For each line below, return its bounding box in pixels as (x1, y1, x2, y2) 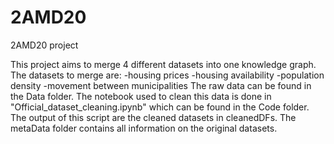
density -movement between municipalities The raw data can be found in (10, 79, 312, 91)
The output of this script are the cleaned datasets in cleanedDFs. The (10, 111, 297, 123)
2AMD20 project (10, 39, 79, 51)
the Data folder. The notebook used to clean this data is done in (10, 90, 272, 102)
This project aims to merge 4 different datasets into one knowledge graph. (10, 58, 317, 70)
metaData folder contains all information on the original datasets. (10, 122, 278, 134)
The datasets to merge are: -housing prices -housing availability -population (10, 69, 325, 81)
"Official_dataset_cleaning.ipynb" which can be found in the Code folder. (10, 101, 310, 113)
